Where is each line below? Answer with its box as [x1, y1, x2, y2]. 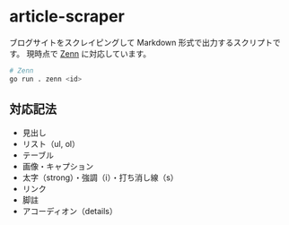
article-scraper [9, 6, 126, 27]
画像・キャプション [22, 160, 94, 171]
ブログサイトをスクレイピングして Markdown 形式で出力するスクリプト [9, 37, 274, 48]
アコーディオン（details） [22, 205, 118, 216]
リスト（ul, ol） [22, 138, 81, 149]
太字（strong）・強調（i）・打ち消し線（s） [22, 172, 179, 183]
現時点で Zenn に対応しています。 [26, 48, 152, 59]
